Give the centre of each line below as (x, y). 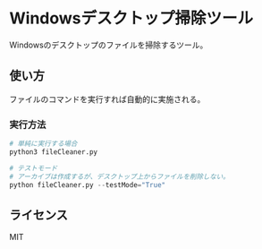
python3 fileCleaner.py (54, 152)
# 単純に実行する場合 (43, 144)
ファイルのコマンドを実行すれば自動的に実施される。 (107, 99)
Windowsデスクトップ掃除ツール (131, 18)
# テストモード (34, 168)
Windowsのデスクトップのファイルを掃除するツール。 (109, 45)
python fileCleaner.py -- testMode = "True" (88, 185)
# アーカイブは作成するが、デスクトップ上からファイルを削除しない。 (119, 176)
